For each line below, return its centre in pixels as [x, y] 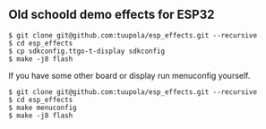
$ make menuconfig [43, 107]
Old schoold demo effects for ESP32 [112, 15]
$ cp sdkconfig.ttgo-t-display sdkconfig [87, 51]
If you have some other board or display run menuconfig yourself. [129, 75]
